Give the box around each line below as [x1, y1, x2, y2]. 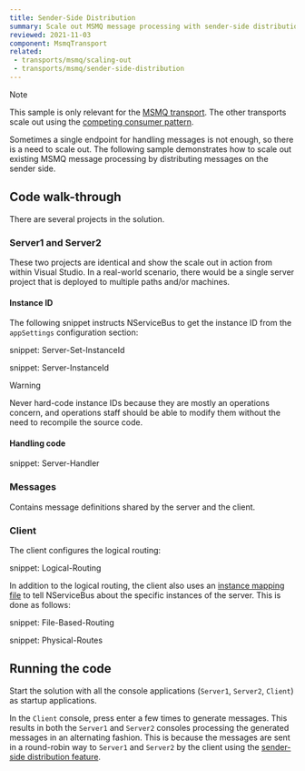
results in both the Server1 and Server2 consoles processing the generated [9, 722, 290, 733]
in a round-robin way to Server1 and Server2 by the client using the [9, 741, 261, 752]
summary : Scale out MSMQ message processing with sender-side [9, 22, 250, 31]
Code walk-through [9, 189, 122, 205]
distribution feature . [26, 751, 102, 762]
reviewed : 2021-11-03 [9, 30, 92, 39]
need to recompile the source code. [9, 417, 143, 428]
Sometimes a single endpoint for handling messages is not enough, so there [9, 134, 294, 145]
